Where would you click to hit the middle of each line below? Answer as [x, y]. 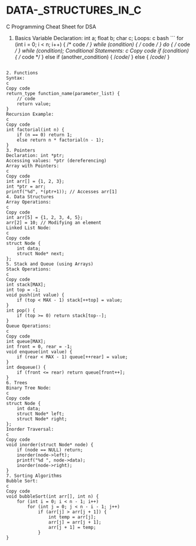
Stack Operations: [29, 269]
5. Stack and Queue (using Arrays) [50, 264]
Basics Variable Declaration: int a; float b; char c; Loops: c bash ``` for [99, 38]
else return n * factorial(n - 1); [61, 140]
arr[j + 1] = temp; [72, 527]
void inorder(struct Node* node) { [50, 444]
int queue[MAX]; [26, 341]
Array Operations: [29, 202]
